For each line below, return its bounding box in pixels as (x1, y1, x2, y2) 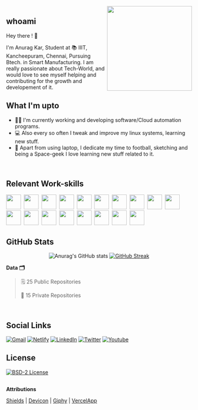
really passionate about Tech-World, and (6, 65, 105, 72)
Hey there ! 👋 (6, 32, 38, 39)
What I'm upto (6, 101, 60, 111)
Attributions (6, 386, 37, 393)
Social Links (6, 320, 52, 330)
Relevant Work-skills (6, 179, 84, 189)
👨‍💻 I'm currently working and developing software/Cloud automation (14, 116, 181, 123)
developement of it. (6, 84, 54, 91)
